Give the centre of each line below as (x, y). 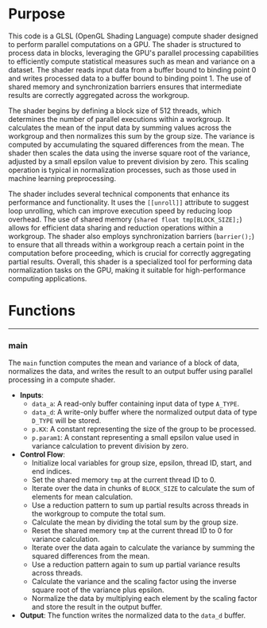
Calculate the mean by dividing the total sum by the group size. (135, 522)
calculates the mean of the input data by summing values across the (120, 128)
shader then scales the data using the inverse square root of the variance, (129, 153)
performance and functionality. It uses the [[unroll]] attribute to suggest (129, 202)
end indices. (52, 472)
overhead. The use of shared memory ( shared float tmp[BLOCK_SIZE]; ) (125, 219)
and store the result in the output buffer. (97, 607)
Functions (42, 311)
